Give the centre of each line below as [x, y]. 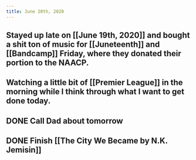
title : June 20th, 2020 [35, 11]
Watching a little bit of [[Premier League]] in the [94, 83]
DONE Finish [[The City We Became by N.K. [87, 141]
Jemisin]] [24, 150]
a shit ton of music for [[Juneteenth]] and [83, 45]
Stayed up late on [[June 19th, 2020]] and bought [98, 35]
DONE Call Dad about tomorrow [65, 121]
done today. [28, 101]
